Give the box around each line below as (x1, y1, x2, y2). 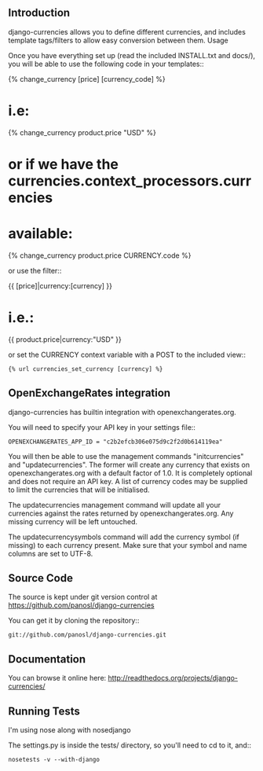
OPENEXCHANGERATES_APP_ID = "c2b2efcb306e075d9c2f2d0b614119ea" (8, 438, 223, 446)
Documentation (8, 652, 86, 666)
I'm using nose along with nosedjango (8, 725, 131, 735)
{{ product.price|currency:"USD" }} (8, 334, 122, 344)
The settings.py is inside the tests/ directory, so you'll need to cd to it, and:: (8, 740, 251, 750)
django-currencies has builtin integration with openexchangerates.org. (8, 407, 237, 417)
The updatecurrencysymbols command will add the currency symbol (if (8, 532, 239, 542)
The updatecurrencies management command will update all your (8, 500, 221, 509)
